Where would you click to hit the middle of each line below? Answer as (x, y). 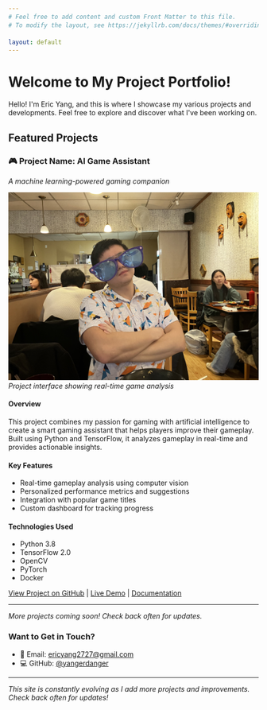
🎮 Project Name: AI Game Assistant (79, 161)
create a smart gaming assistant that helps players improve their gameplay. (131, 430)
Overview (25, 404)
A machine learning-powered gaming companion (89, 181)
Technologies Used (41, 526)
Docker (32, 578)
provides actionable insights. (55, 447)
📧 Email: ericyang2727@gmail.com (77, 654)
